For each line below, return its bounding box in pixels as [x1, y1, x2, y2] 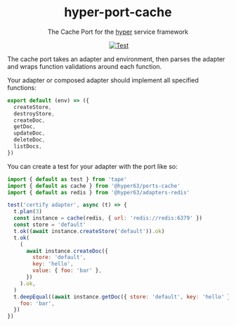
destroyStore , [13, 110, 55, 117]
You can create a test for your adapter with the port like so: [7, 162, 178, 170]
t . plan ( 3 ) [13, 208, 42, 215]
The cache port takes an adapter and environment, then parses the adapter [7, 54, 225, 63]
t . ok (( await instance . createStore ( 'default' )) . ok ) [13, 227, 165, 234]
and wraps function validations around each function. [7, 62, 162, 70]
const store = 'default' [13, 221, 86, 229]
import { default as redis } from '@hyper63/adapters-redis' [7, 189, 190, 196]
